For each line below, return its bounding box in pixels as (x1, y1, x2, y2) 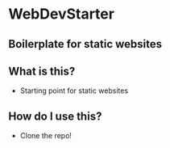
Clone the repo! (19, 131, 73, 141)
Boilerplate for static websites (8, 37, 163, 51)
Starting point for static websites (19, 86, 129, 95)
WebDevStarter (8, 5, 115, 23)
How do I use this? (8, 109, 102, 123)
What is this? (8, 64, 76, 78)
